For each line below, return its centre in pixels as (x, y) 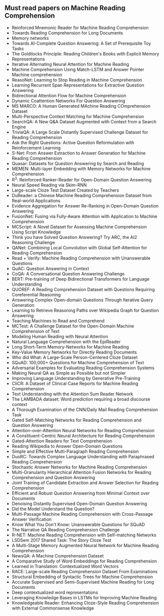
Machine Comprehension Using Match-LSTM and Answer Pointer (78, 69)
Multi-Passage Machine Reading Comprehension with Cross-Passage (82, 514)
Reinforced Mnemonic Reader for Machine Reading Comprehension (80, 28)
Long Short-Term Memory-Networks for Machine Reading (70, 347)
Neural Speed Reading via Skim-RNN (49, 185)
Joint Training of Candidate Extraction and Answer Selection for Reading (85, 483)
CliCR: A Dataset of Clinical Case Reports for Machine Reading (75, 383)
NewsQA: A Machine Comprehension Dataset (58, 556)
